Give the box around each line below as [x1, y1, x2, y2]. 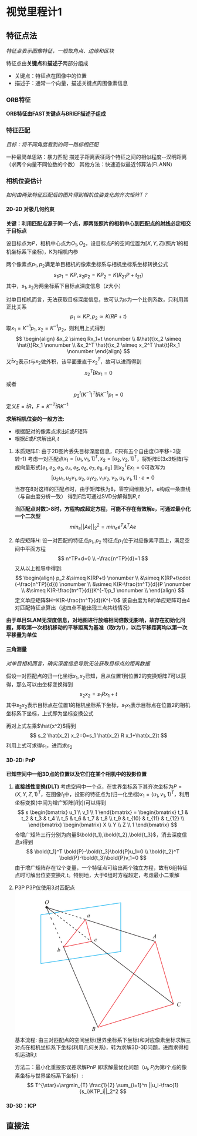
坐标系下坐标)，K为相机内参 [11, 248, 79, 255]
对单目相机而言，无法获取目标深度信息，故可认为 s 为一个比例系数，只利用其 [6, 296, 189, 303]
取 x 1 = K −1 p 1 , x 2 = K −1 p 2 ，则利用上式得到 [6, 324, 106, 333]
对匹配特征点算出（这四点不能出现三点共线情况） [14, 604, 133, 611]
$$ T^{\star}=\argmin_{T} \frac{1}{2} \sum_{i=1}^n [27, 1082, 148, 1089]
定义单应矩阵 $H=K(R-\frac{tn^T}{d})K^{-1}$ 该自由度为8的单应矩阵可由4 [14, 597, 191, 604]
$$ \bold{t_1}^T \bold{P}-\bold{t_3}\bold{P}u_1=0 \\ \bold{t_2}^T [26, 847, 180, 855]
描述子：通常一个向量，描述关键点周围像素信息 [14, 80, 128, 86]
